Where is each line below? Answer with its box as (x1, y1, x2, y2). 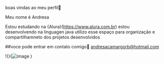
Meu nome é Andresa (5, 14, 50, 20)
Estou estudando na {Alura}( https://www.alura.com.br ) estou (5, 24, 130, 30)
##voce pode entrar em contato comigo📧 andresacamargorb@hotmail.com (5, 44, 160, 49)
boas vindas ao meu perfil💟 (5, 5, 61, 10)
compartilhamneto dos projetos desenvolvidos (5, 34, 100, 40)
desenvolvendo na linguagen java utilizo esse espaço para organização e (5, 29, 155, 34)
